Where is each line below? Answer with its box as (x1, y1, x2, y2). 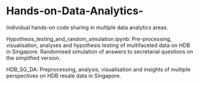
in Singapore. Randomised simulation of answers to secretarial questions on (6, 48, 193, 55)
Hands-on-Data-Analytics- (6, 4, 143, 18)
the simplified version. (6, 54, 61, 61)
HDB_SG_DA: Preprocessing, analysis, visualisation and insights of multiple (6, 65, 191, 73)
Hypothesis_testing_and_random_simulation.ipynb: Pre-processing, (6, 35, 172, 42)
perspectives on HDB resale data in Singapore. (6, 72, 121, 79)
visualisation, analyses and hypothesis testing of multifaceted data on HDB (6, 42, 190, 49)
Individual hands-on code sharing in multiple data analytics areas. (6, 24, 169, 31)
